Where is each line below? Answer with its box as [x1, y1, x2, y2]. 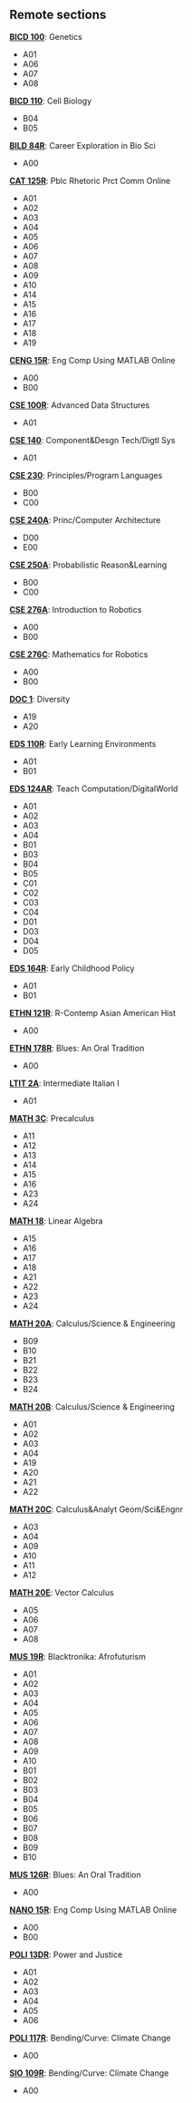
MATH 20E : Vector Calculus [9, 1586, 115, 1598]
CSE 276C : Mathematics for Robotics [9, 648, 149, 660]
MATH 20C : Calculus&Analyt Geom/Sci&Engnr [9, 1504, 184, 1515]
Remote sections [9, 7, 107, 23]
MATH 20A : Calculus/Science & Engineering [9, 1318, 176, 1329]
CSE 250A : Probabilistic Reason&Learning [9, 559, 168, 570]
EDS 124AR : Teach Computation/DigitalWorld [9, 783, 178, 794]
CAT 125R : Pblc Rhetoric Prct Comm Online [9, 175, 171, 186]
